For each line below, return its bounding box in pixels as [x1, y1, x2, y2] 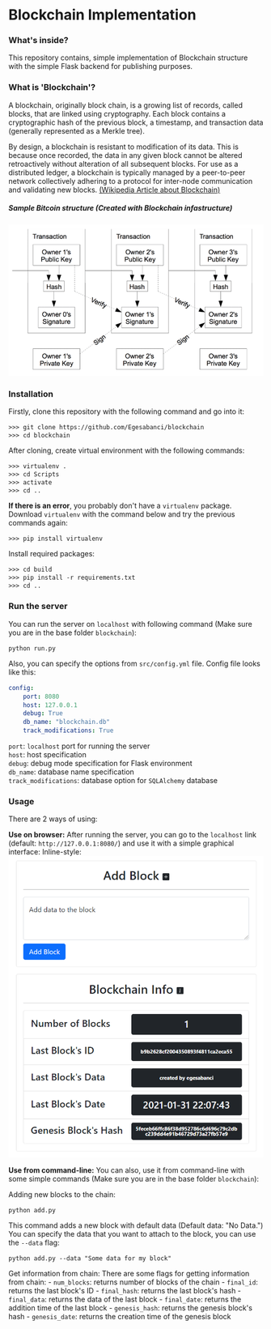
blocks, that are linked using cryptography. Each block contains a [8, 109, 227, 118]
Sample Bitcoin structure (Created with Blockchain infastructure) [8, 203, 233, 213]
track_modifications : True [23, 726, 114, 735]
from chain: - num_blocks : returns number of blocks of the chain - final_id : [8, 1277, 259, 1287]
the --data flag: [8, 1237, 60, 1248]
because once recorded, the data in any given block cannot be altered [8, 150, 243, 160]
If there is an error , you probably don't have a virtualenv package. [8, 501, 232, 511]
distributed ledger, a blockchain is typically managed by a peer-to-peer [8, 168, 246, 177]
